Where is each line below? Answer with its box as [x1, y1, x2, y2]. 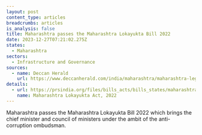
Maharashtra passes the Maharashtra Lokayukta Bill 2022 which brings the [6, 109, 192, 116]
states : [6, 43, 26, 49]
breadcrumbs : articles [6, 20, 63, 26]
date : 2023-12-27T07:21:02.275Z [6, 37, 87, 43]
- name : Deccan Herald [11, 70, 69, 76]
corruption [6, 121, 32, 129]
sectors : [6, 53, 28, 59]
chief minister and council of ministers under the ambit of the [6, 115, 158, 122]
